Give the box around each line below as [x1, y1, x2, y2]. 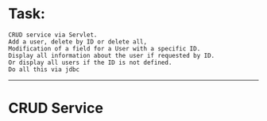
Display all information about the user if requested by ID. [8, 51, 215, 59]
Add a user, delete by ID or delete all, [8, 37, 148, 46]
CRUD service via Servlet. [8, 31, 98, 39]
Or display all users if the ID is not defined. [8, 59, 172, 66]
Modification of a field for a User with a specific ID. [8, 44, 201, 52]
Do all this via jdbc [8, 65, 80, 74]
